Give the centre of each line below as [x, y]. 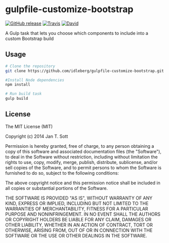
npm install [18, 85]
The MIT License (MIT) [29, 126]
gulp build [17, 99]
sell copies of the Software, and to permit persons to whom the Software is [83, 168]
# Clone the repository [30, 66]
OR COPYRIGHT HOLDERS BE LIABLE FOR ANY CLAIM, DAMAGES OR [78, 219]
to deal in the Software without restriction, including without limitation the [81, 157]
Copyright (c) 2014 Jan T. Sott [37, 136]
